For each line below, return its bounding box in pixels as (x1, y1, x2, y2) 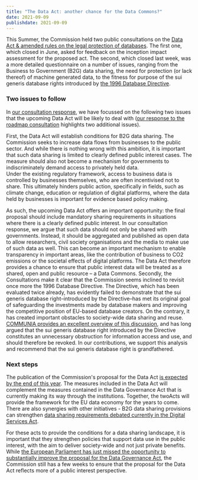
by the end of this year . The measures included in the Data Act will (6, 380, 168, 387)
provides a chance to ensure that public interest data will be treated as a (6, 263, 182, 270)
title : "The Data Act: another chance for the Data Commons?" (6, 8, 163, 15)
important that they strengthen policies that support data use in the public (6, 435, 186, 442)
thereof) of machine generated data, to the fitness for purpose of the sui (6, 73, 182, 81)
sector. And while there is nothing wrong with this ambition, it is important (6, 145, 186, 152)
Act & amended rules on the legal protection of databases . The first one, (6, 42, 182, 49)
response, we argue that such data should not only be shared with (6, 226, 167, 233)
